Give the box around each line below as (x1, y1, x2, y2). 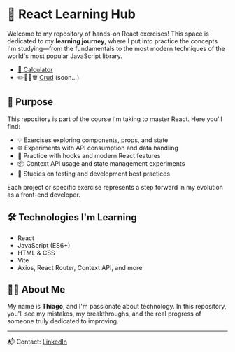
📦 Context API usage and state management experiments (17, 159, 185, 167)
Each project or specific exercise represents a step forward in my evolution (7, 183, 224, 191)
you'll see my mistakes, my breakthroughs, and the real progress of (7, 309, 201, 318)
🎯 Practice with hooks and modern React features (17, 151, 161, 160)
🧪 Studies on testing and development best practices (17, 169, 170, 178)
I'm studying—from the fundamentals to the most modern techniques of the (7, 44, 225, 52)
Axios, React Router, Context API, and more (17, 263, 143, 272)
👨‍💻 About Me (7, 283, 66, 295)
